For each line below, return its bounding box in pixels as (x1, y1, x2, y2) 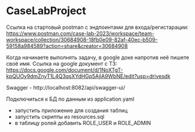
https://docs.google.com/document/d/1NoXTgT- (6, 66, 123, 73)
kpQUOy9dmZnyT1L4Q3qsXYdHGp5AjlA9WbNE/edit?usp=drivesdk (6, 72, 171, 80)
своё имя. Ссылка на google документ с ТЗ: (6, 60, 118, 67)
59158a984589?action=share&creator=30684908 (6, 42, 128, 49)
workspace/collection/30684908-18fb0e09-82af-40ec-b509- (6, 36, 158, 43)
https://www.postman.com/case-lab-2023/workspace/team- (6, 29, 155, 37)
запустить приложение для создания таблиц (14, 107, 128, 114)
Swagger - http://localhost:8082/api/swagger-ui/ (6, 84, 125, 91)
